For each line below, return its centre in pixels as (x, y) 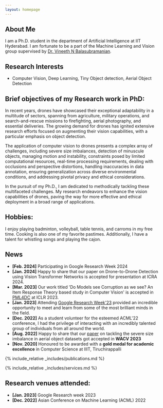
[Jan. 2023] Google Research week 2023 (54, 395)
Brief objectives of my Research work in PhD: (75, 99)
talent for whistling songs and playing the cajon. (53, 239)
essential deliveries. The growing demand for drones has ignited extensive (80, 126)
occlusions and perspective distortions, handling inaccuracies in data (74, 167)
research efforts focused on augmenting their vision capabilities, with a (76, 131)
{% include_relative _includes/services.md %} (51, 368)
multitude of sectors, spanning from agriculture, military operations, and (77, 116)
